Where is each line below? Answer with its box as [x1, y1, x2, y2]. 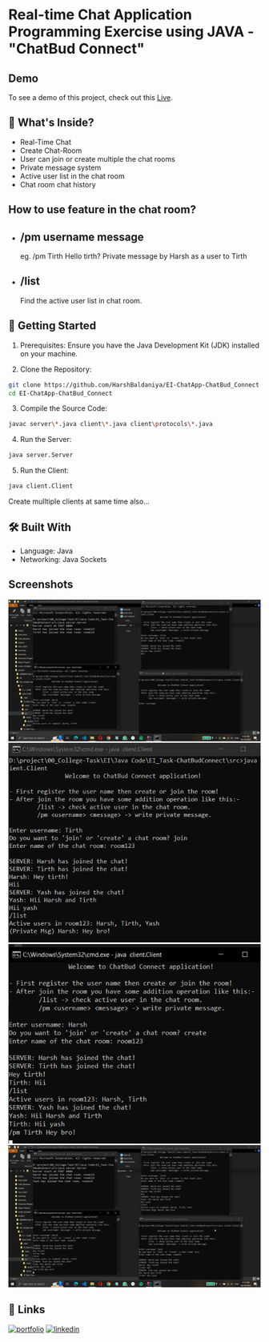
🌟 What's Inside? [8, 116, 94, 130]
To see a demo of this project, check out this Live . [8, 93, 174, 102]
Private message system [19, 163, 102, 172]
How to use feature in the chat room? [8, 203, 196, 217]
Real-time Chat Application [8, 6, 192, 24]
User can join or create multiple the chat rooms [19, 154, 176, 163]
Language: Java [19, 546, 74, 556]
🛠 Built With [8, 520, 72, 534]
